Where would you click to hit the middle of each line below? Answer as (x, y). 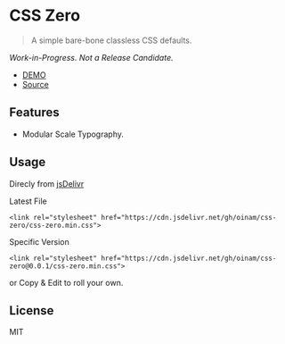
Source (35, 84)
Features (34, 113)
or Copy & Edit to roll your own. (66, 282)
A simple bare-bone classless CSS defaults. (111, 40)
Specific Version (39, 241)
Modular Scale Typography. (73, 134)
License (32, 310)
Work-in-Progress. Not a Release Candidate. (91, 57)
